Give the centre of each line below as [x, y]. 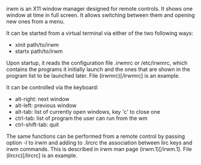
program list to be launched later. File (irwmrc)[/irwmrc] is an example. [93, 76]
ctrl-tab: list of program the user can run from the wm [81, 118]
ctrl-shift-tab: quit [37, 125]
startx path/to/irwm [39, 51]
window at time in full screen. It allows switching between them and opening [100, 15]
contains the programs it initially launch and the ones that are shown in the [98, 69]
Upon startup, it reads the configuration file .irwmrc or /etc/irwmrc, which [97, 63]
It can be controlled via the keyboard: [52, 87]
